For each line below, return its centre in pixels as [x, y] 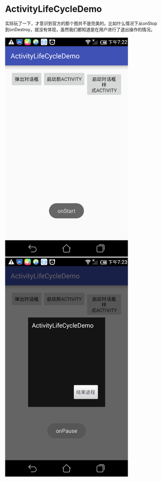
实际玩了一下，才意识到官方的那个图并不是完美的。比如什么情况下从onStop [81, 23]
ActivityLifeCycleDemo [54, 9]
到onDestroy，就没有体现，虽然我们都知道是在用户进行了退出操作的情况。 [80, 29]
